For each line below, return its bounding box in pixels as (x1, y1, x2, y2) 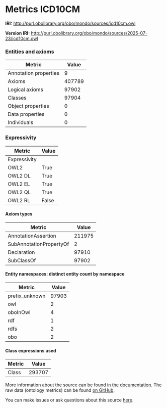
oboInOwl (8, 308, 31, 315)
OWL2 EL (8, 180, 30, 188)
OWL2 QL (8, 189, 31, 196)
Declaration (8, 249, 35, 256)
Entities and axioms (5, 48, 54, 55)
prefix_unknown (8, 292, 46, 299)
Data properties (8, 111, 45, 118)
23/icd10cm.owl (5, 35, 39, 41)
